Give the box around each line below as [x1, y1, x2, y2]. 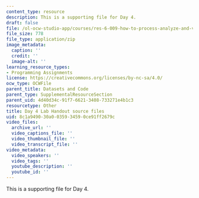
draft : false [6, 20, 38, 26]
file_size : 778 [6, 31, 44, 37]
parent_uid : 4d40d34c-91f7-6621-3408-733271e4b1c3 [6, 97, 134, 103]
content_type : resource [6, 8, 65, 15]
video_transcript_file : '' [11, 141, 78, 147]
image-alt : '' [11, 58, 46, 64]
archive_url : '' [11, 125, 52, 131]
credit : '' [11, 53, 38, 59]
